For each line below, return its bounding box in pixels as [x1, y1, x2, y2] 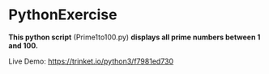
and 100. [8, 40, 39, 50]
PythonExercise [8, 6, 117, 24]
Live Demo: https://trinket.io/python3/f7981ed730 [8, 56, 174, 66]
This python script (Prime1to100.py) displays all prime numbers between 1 [8, 32, 261, 42]
